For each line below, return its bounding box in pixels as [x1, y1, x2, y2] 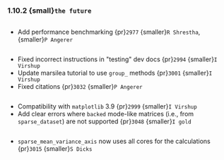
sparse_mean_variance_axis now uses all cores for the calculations [17, 137, 211, 146]
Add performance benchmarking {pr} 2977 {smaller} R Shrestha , [17, 27, 201, 37]
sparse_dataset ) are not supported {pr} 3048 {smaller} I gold [17, 117, 192, 125]
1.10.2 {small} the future [7, 6, 92, 16]
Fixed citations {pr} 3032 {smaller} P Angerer [17, 82, 143, 91]
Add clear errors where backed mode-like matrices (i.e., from [17, 110, 194, 118]
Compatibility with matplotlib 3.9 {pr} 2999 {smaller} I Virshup [17, 102, 198, 111]
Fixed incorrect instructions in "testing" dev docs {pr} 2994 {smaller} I [17, 55, 218, 63]
